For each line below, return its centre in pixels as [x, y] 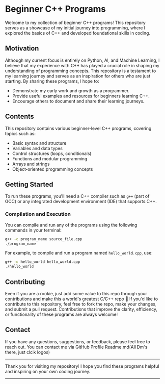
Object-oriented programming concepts [53, 169]
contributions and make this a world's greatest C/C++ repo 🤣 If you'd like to [82, 299]
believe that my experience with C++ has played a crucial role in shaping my [82, 65]
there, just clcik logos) [27, 352]
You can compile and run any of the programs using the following [71, 225]
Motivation [22, 48]
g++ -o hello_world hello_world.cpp [42, 262]
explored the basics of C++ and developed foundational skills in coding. [78, 33]
